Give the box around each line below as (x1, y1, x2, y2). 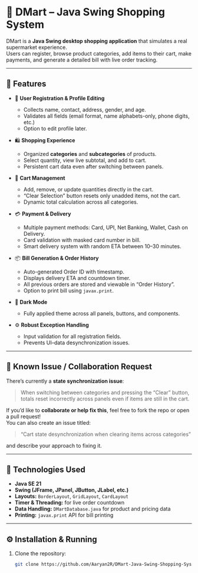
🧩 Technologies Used (6, 464, 85, 474)
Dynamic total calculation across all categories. (23, 198, 138, 206)
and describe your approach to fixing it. (6, 442, 102, 449)
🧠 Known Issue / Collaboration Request (6, 362, 152, 372)
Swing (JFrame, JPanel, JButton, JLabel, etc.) (14, 487, 129, 494)
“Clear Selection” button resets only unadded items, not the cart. (23, 192, 181, 199)
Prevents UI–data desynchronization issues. (23, 339, 130, 346)
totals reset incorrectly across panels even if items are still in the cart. (20, 395, 190, 402)
